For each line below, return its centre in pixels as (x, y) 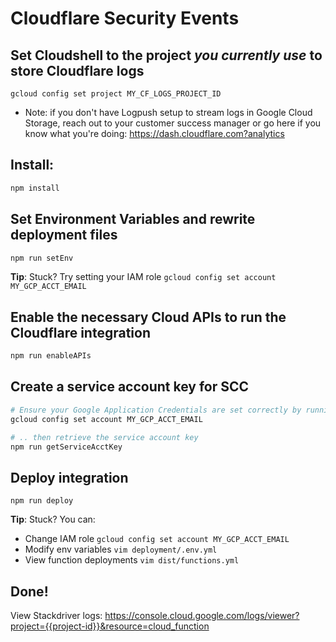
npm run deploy (42, 501)
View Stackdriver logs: (56, 615)
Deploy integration (69, 477)
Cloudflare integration (80, 332)
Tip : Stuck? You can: (53, 519)
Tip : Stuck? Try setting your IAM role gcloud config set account (143, 277)
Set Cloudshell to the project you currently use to (166, 55)
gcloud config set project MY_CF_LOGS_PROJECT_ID (116, 94)
